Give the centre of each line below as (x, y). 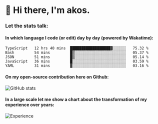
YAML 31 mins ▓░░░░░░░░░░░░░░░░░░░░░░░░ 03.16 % (77, 66)
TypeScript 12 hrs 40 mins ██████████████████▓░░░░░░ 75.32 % (77, 48)
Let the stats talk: (27, 26)
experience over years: (30, 105)
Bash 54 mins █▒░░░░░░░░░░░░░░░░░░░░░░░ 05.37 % (77, 53)
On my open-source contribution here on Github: (57, 76)
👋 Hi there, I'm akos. (47, 10)
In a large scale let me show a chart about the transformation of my (76, 99)
